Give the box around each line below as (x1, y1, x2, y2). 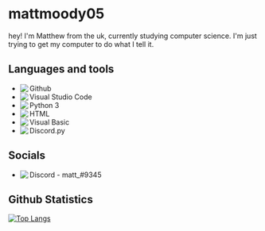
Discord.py (29, 125, 65, 135)
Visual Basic (29, 117, 70, 127)
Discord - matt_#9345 (29, 170, 102, 179)
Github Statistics (8, 192, 93, 206)
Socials (8, 148, 46, 163)
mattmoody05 (8, 5, 105, 23)
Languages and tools (8, 63, 115, 76)
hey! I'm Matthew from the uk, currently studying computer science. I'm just (8, 31, 257, 40)
